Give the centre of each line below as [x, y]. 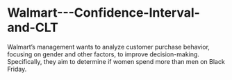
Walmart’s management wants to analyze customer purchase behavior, [109, 47]
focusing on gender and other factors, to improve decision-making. [103, 54]
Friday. [17, 69]
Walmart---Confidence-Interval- [103, 13]
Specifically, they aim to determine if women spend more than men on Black [116, 61]
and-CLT [33, 27]
